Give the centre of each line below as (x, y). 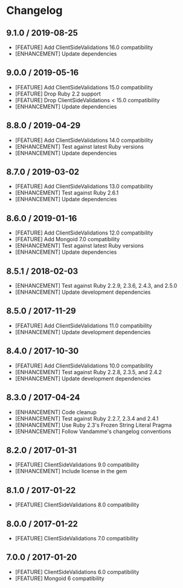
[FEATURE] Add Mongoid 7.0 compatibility (67, 239)
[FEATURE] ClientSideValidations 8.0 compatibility (77, 505)
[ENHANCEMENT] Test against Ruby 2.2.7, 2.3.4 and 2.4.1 (87, 418)
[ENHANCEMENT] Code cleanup (56, 412)
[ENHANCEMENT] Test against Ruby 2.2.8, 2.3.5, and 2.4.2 (88, 372)
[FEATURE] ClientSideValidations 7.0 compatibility (77, 538)
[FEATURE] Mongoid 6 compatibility (59, 578)
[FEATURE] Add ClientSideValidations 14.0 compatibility (84, 140)
